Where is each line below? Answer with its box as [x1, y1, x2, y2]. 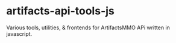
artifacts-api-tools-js [6, 4, 115, 18]
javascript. [6, 30, 33, 37]
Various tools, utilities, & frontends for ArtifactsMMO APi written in [6, 24, 171, 31]
